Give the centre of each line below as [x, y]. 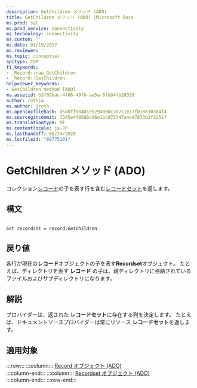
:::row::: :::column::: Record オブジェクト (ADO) [64, 365]
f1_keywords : [22, 67]
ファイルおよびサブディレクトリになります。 [61, 279]
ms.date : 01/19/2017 [32, 45]
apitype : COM [22, 61]
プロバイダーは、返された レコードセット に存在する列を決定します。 [90, 315]
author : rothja [25, 100]
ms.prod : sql [22, 23]
